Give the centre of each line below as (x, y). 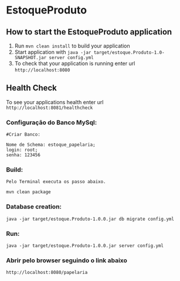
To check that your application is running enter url (75, 63)
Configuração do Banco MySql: (52, 122)
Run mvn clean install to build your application (72, 46)
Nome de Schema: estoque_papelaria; (51, 145)
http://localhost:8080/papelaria (47, 273)
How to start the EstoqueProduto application (89, 32)
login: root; (22, 150)
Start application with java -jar (53, 52)
